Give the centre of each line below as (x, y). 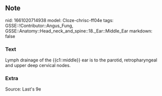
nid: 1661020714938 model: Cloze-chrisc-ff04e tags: (59, 20)
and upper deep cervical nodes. (38, 65)
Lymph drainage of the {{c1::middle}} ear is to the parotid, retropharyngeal (81, 60)
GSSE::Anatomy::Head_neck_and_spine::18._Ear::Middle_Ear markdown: (79, 31)
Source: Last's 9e (23, 89)
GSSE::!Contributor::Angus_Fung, (39, 25)
